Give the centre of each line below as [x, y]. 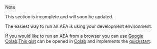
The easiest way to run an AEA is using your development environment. [79, 26]
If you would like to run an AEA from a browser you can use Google [74, 36]
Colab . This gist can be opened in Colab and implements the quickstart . [78, 41]
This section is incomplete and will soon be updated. [59, 17]
